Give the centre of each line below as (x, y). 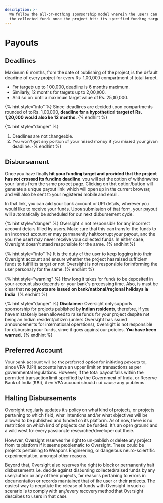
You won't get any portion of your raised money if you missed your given (85, 141)
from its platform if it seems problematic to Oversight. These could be (74, 445)
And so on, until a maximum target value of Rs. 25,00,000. (70, 98)
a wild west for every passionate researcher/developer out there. (70, 430)
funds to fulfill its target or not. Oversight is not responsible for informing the (81, 264)
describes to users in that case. (36, 496)
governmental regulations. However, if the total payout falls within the (74, 372)
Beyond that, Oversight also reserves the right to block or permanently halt (80, 465)
